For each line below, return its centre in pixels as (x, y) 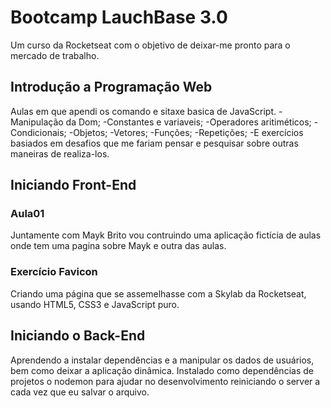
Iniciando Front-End (73, 185)
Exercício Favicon (54, 272)
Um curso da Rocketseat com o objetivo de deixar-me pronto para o (150, 45)
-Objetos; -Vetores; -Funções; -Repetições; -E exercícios (186, 132)
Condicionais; (38, 132)
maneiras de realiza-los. (60, 153)
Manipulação (37, 122)
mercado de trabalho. (55, 55)
